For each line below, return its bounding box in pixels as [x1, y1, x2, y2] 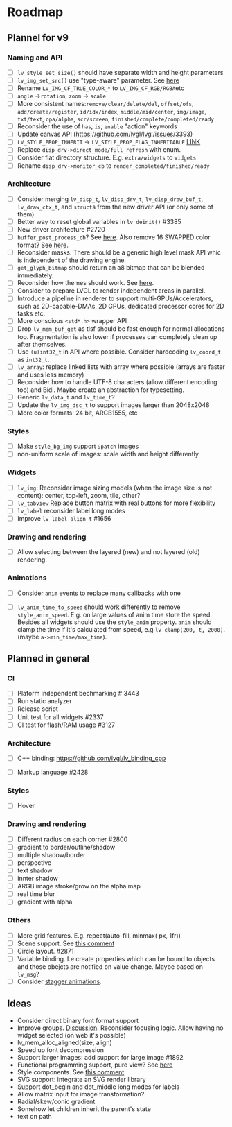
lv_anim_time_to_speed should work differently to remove [17, 603, 181, 611]
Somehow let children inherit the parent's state [17, 1104, 151, 1113]
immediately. [17, 271, 54, 279]
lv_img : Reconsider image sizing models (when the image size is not [17, 483, 213, 492]
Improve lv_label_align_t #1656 [17, 514, 111, 522]
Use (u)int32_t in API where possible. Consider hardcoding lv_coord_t [17, 347, 222, 356]
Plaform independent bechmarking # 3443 [17, 689, 140, 698]
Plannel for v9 [7, 32, 69, 44]
